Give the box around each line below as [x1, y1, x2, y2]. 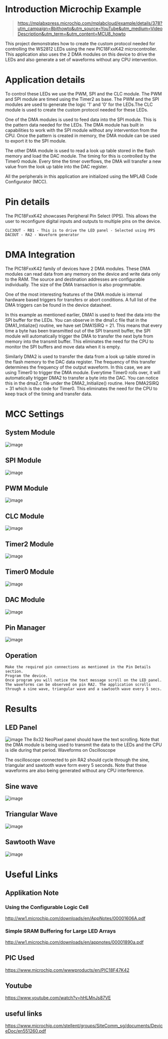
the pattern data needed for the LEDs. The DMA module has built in [5, 122, 144, 128]
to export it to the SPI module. [5, 138, 66, 144]
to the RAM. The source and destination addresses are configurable [5, 276, 145, 282]
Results [5, 703, 37, 715]
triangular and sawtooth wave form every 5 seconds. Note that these [5, 762, 147, 768]
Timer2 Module [5, 540, 54, 548]
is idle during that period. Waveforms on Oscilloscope [5, 747, 116, 753]
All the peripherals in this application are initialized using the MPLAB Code [5, 173, 157, 179]
